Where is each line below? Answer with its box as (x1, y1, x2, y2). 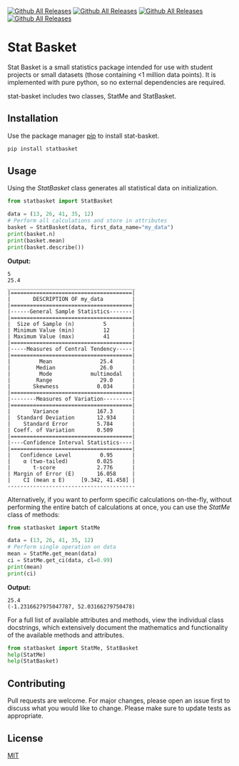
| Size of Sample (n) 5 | (7, 320, 136, 327)
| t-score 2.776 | (7, 464, 136, 471)
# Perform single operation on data (7, 543, 116, 551)
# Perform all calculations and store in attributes (7, 218, 168, 225)
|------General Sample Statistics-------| (7, 307, 136, 315)
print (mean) (7, 563, 43, 571)
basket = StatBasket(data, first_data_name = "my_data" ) (7, 224, 174, 231)
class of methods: (7, 510, 61, 519)
